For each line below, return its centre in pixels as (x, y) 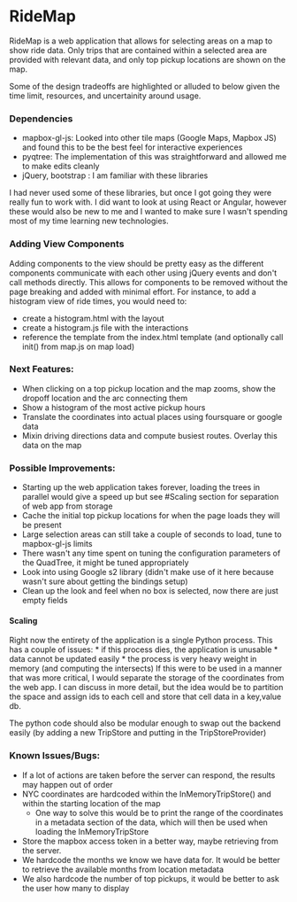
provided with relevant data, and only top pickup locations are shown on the (147, 59)
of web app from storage (67, 506)
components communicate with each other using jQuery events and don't (143, 273)
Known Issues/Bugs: (55, 756)
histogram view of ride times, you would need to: (98, 301)
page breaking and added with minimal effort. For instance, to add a (133, 292)
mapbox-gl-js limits (57, 544)
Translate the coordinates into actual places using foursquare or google (152, 416)
